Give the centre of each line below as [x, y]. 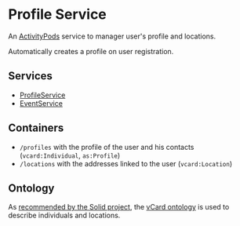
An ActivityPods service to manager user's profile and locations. [112, 36]
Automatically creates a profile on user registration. [91, 51]
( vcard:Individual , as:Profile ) [70, 155]
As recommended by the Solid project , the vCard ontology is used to [119, 207]
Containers [36, 128]
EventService [41, 103]
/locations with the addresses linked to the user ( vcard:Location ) [126, 163]
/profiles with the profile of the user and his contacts [107, 147]
